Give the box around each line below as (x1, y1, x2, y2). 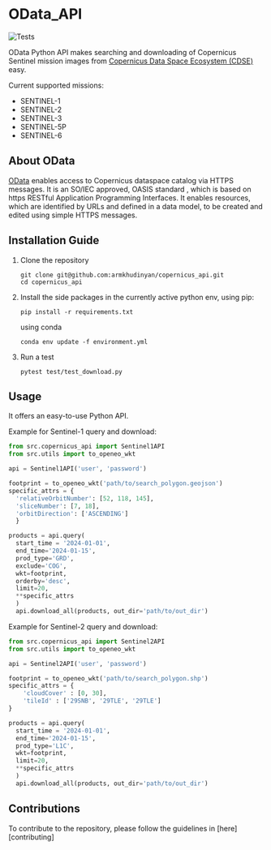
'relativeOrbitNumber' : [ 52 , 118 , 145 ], (15, 494, 154, 503)
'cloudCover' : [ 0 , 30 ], (23, 689, 107, 698)
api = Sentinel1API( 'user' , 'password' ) (8, 465, 148, 473)
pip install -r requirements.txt (19, 307, 134, 316)
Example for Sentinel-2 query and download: (8, 621, 158, 631)
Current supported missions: (8, 80, 104, 90)
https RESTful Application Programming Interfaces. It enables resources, (8, 192, 252, 203)
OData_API (8, 5, 83, 24)
